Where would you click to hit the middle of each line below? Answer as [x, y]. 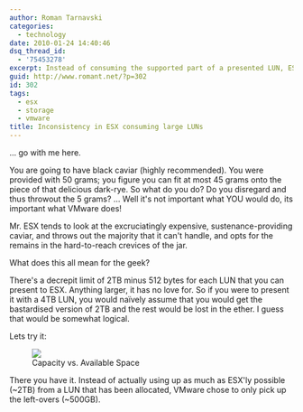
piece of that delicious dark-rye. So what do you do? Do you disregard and [148, 189]
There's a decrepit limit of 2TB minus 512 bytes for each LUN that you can [147, 280]
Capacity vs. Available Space [86, 363]
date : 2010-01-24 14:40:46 [60, 43]
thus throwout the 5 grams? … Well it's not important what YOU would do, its [151, 199]
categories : [32, 26]
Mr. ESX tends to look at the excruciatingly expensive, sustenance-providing [151, 226]
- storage [36, 110]
